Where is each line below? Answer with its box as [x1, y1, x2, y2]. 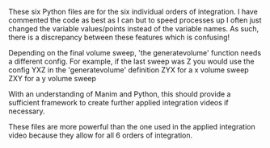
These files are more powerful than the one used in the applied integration [8, 122, 256, 131]
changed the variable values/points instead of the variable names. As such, [8, 24, 259, 33]
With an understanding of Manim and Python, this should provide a [8, 89, 231, 99]
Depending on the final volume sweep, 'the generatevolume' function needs [8, 48, 261, 57]
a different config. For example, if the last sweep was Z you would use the [8, 56, 255, 66]
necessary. [8, 106, 46, 116]
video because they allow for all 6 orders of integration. [8, 130, 193, 140]
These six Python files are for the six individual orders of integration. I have [8, 7, 259, 16]
